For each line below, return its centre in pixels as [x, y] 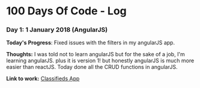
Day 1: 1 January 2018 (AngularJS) [57, 30]
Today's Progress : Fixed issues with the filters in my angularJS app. [91, 43]
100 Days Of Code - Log [67, 11]
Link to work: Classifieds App [43, 78]
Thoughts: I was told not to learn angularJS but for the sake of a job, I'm [95, 54]
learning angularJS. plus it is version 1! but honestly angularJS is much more [100, 60]
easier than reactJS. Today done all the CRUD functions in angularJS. [92, 67]
